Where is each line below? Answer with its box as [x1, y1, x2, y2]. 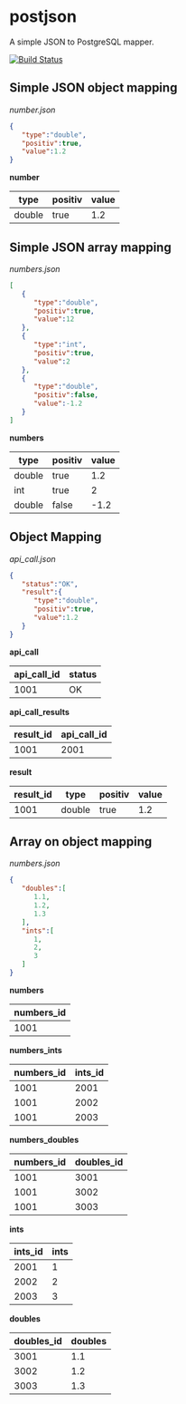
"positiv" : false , [33, 391, 99, 400]
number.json [9, 104, 56, 115]
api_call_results [9, 706, 70, 717]
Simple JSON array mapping [9, 239, 172, 255]
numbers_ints [9, 1044, 63, 1055]
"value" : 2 [33, 356, 70, 366]
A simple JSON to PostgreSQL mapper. [9, 36, 154, 47]
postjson [9, 6, 77, 27]
